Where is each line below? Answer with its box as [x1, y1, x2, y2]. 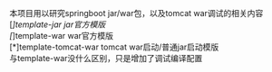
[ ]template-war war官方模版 [9, 31, 114, 40]
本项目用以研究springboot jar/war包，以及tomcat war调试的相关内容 [9, 8, 264, 18]
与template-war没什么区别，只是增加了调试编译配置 [9, 53, 203, 63]
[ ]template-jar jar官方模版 [9, 19, 106, 30]
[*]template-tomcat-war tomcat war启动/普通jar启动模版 [9, 41, 219, 52]
